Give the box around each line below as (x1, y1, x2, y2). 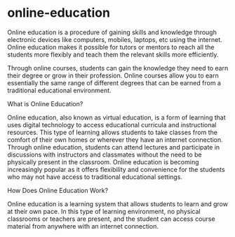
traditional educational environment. (7, 86, 112, 94)
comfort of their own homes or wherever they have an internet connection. (7, 135, 223, 144)
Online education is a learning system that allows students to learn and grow (7, 199, 228, 208)
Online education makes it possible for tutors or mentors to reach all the (7, 43, 215, 51)
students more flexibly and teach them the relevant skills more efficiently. (7, 50, 219, 59)
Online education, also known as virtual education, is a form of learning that (7, 113, 226, 122)
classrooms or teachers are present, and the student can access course (7, 215, 215, 223)
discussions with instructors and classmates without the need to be (7, 150, 202, 159)
